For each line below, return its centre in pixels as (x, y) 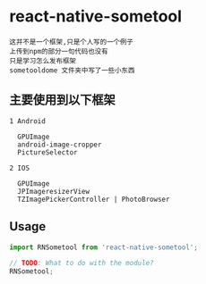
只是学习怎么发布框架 (43, 61)
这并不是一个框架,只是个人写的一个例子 (72, 42)
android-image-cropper (60, 145)
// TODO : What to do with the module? (82, 263)
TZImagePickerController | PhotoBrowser (94, 199)
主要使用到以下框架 (62, 100)
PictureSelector (47, 152)
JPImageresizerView (54, 191)
